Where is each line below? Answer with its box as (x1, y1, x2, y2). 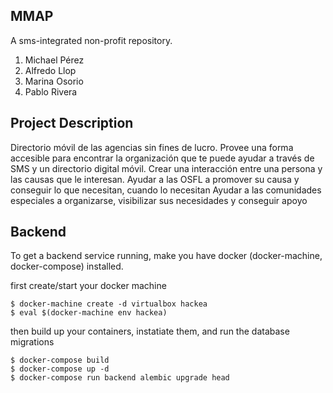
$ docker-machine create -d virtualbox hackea (10, 299, 208, 309)
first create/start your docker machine (10, 280, 167, 292)
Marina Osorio (24, 75, 84, 87)
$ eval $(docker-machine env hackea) (10, 308, 168, 318)
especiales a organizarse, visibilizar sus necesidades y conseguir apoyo (10, 194, 308, 206)
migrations (10, 336, 55, 348)
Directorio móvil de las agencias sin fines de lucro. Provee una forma (10, 141, 294, 153)
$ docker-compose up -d (10, 364, 110, 374)
